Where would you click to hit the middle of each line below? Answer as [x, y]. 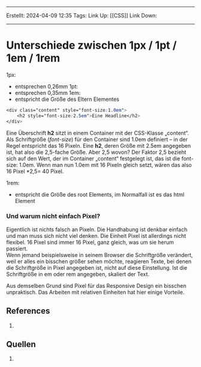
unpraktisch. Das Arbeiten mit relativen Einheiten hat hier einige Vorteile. [95, 292]
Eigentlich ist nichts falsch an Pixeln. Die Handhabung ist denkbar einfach [97, 229]
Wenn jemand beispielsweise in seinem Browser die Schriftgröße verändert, [100, 255]
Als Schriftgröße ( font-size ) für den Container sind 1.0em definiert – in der [97, 139]
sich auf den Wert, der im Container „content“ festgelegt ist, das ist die [93, 158]
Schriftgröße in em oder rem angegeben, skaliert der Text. [78, 274]
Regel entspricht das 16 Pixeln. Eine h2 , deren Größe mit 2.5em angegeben [99, 145]
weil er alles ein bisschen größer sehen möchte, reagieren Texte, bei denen [99, 261]
